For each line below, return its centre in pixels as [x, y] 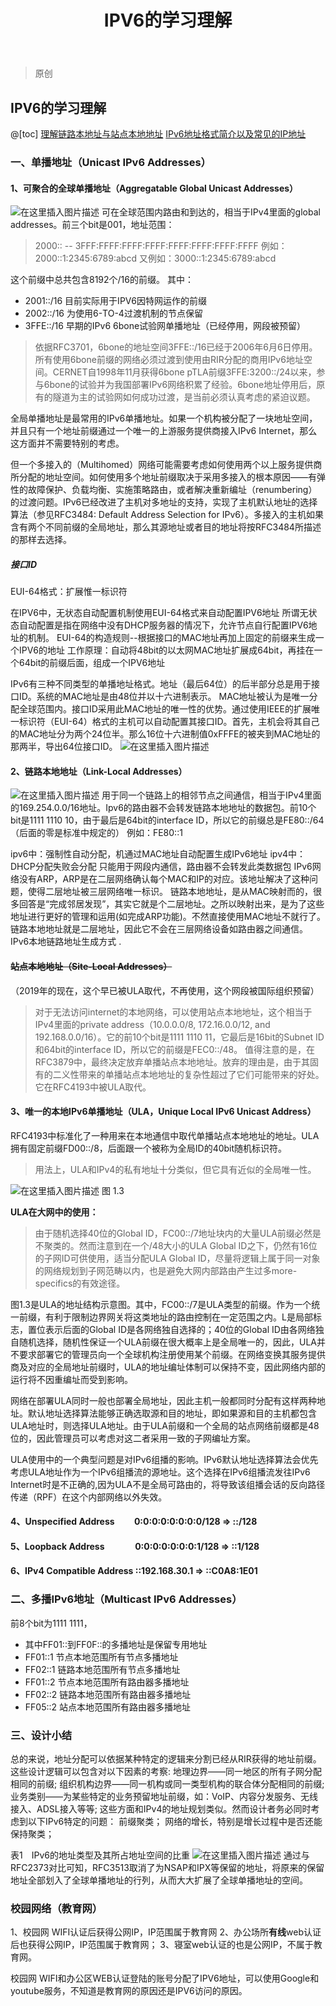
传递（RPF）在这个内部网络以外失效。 [89, 1497]
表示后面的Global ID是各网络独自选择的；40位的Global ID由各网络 [180, 1329]
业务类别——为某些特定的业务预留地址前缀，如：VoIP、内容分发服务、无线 [164, 1797]
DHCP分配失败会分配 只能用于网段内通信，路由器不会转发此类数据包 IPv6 [161, 867]
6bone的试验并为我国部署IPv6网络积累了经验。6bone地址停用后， [180, 385]
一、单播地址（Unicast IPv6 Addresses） [111, 162]
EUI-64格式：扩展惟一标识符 [69, 592]
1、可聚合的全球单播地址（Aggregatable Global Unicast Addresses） [154, 188]
